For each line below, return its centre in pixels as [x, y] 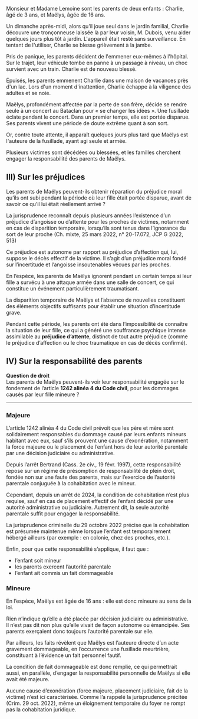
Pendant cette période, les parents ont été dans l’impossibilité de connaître [97, 323]
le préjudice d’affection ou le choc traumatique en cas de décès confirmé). [97, 342]
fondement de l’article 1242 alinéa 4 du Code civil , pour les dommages [92, 388]
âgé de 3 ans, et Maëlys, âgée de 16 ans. [56, 15]
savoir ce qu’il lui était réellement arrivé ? [56, 204]
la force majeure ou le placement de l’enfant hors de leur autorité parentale [97, 447]
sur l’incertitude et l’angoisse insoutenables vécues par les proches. [89, 264]
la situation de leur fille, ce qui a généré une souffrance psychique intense [96, 330]
